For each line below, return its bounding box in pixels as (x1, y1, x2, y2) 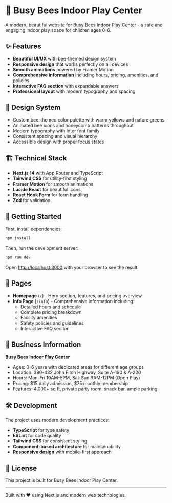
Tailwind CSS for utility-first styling (12, 175, 87, 182)
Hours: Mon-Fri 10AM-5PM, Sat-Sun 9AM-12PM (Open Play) (12, 374, 140, 381)
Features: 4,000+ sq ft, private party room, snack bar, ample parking (12, 386, 158, 392)
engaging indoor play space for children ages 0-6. (5, 27, 112, 33)
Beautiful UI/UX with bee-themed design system (12, 55, 116, 62)
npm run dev (5, 255, 31, 260)
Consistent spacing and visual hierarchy (12, 133, 98, 139)
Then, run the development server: (5, 245, 79, 251)
